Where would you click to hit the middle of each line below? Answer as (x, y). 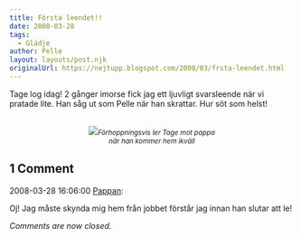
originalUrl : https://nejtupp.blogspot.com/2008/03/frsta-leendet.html (147, 69)
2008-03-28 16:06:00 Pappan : (66, 190)
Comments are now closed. (61, 225)
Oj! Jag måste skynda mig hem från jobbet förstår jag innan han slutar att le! (151, 208)
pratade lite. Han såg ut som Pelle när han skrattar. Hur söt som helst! (139, 103)
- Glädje (34, 43)
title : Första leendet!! (56, 18)
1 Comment (42, 169)
